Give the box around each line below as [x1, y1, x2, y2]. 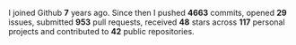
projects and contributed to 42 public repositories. [8, 26, 195, 36]
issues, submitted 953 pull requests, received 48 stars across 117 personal [8, 17, 285, 27]
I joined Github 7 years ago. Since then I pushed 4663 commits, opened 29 [8, 8, 288, 18]
